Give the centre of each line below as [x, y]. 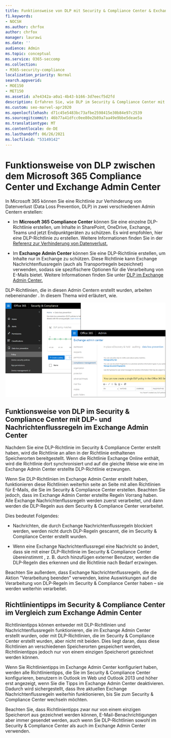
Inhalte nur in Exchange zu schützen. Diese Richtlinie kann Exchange [85, 258]
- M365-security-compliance [35, 70]
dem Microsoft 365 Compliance [73, 176]
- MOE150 [15, 86]
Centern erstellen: [24, 212]
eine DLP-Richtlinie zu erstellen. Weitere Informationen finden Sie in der [88, 238]
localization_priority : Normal [38, 75]
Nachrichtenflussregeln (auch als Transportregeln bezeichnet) [78, 264]
